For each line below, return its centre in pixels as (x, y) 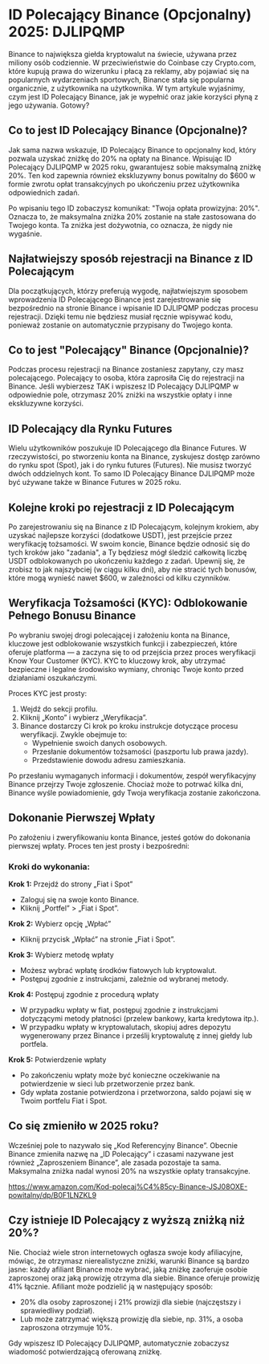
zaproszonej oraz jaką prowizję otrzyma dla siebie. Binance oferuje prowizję (134, 1277)
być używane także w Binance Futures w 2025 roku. (95, 482)
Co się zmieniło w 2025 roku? (84, 1126)
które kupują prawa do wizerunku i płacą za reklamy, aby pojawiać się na (129, 71)
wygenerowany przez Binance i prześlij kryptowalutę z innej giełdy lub (136, 1035)
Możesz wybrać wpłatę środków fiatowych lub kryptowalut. (118, 970)
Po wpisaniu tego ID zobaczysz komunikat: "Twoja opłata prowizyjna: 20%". (134, 208)
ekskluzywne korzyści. (46, 404)
